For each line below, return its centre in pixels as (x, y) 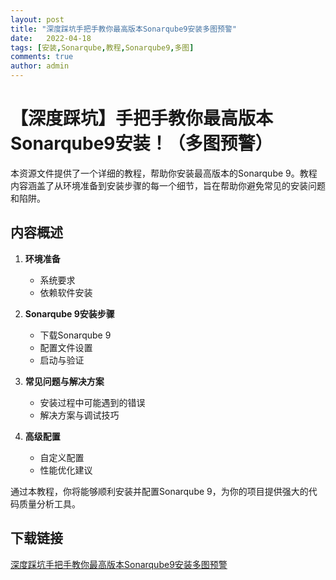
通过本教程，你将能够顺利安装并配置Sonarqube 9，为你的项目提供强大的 (159, 491)
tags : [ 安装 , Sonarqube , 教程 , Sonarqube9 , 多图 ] (102, 47)
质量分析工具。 (49, 503)
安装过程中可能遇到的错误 (92, 402)
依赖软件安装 (66, 292)
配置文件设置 (66, 347)
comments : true (42, 57)
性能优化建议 (66, 470)
